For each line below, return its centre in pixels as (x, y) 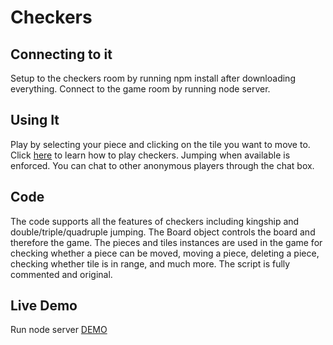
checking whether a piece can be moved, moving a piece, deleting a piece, (165, 253)
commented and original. (61, 274)
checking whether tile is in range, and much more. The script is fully (150, 263)
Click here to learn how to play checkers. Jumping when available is (150, 155)
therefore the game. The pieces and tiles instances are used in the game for (166, 242)
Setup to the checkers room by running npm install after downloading (153, 78)
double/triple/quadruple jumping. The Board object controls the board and (163, 232)
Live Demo (44, 306)
